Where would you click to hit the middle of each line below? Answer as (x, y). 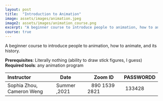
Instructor (19, 77)
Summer (66, 85)
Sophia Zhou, (23, 85)
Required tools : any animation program (44, 65)
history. (13, 51)
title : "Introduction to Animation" (43, 14)
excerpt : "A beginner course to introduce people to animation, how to (79, 28)
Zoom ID (104, 77)
